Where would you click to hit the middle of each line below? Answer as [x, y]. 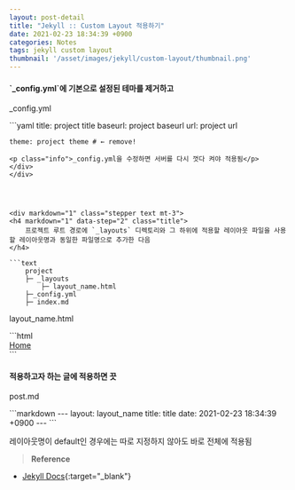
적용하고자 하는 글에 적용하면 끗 [63, 376]
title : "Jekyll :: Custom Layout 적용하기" [87, 26]
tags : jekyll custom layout [61, 51]
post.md [24, 397]
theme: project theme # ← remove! [73, 142]
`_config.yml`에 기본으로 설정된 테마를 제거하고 [92, 88]
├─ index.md [47, 303]
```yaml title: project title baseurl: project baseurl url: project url [123, 126]
